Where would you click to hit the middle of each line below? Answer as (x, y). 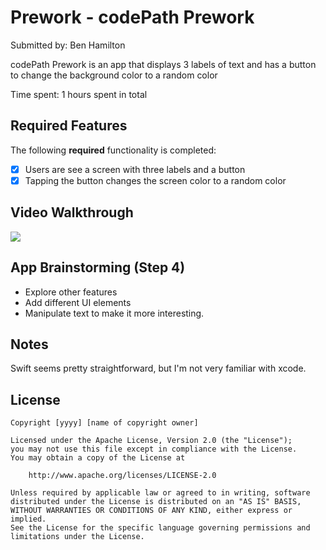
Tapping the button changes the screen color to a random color (155, 180)
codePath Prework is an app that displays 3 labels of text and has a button (163, 64)
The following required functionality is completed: (113, 150)
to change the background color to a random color (114, 75)
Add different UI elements (78, 302)
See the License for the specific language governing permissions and (160, 528)
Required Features (69, 126)
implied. (28, 519)
